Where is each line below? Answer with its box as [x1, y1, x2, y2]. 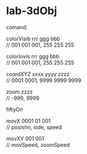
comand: [6, 24, 28, 31]
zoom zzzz [6, 88, 33, 95]
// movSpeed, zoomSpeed [6, 141, 70, 148]
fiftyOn [6, 106, 23, 113]
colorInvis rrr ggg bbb [6, 53, 60, 60]
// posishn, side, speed [6, 123, 62, 130]
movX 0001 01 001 [6, 117, 51, 124]
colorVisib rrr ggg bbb [6, 35, 60, 42]
